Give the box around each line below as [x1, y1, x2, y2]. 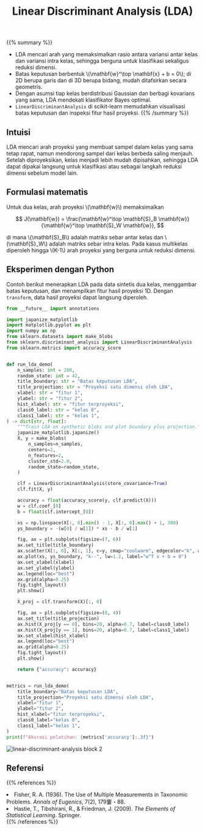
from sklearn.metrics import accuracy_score [6, 345, 121, 351]
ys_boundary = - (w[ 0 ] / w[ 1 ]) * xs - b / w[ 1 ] [17, 525, 138, 532]
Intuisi [6, 127, 31, 137]
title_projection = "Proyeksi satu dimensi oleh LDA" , [17, 694, 154, 701]
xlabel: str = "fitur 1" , [17, 390, 84, 396]
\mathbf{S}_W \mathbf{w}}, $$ [85, 222, 164, 229]
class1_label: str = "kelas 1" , [17, 412, 99, 419]
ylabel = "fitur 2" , [17, 705, 64, 712]
